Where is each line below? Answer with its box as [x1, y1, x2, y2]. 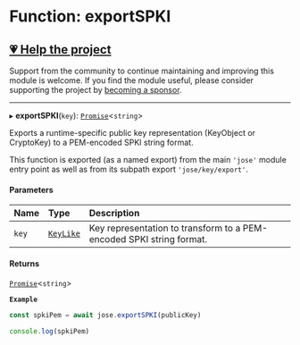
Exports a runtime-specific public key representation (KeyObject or [9, 128, 256, 138]
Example [9, 295, 38, 305]
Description [88, 207, 140, 220]
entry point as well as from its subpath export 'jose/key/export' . [9, 164, 248, 174]
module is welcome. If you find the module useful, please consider [9, 75, 254, 86]
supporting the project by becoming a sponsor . [9, 85, 182, 95]
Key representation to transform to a [88, 222, 241, 234]
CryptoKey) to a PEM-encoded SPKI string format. [9, 137, 194, 147]
